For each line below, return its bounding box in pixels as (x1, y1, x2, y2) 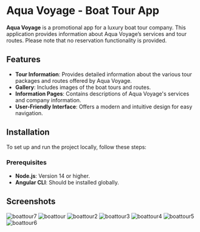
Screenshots (6, 196, 56, 207)
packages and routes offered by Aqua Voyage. (15, 77, 132, 84)
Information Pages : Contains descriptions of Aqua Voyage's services (15, 90, 190, 97)
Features (6, 54, 41, 65)
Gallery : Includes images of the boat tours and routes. (15, 83, 151, 91)
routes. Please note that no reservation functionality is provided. (6, 37, 167, 44)
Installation (6, 127, 50, 138)
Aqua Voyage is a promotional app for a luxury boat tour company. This (6, 24, 187, 31)
